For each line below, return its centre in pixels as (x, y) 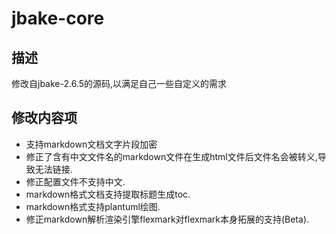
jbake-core (58, 18)
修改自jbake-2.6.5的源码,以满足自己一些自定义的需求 (119, 83)
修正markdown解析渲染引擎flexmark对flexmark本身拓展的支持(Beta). (167, 219)
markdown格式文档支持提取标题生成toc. (108, 194)
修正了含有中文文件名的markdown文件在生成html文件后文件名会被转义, (171, 156)
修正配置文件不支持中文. (75, 181)
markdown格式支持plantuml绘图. (93, 206)
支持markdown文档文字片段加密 (91, 144)
